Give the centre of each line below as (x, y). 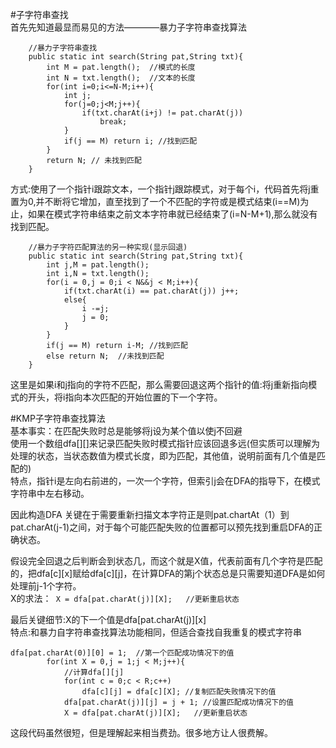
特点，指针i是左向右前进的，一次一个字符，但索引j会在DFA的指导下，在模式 (165, 481)
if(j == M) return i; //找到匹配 (130, 141)
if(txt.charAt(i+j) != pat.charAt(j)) (162, 113)
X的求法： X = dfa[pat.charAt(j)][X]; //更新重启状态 (125, 598)
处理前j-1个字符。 (46, 586)
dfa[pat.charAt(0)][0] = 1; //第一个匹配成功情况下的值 (122, 653)
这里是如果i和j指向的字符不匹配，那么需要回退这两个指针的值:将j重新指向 (159, 384)
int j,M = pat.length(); (98, 265)
